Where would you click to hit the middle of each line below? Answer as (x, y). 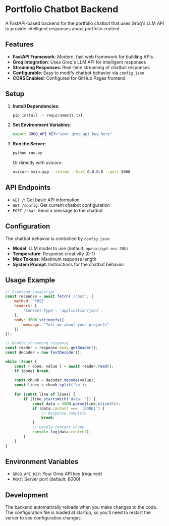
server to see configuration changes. (44, 518)
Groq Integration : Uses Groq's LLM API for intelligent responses (79, 62)
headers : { (26, 306)
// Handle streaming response (37, 343)
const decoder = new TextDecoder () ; (44, 353)
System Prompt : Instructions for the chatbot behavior (68, 264)
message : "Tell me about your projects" (66, 325)
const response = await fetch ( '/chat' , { (49, 297)
